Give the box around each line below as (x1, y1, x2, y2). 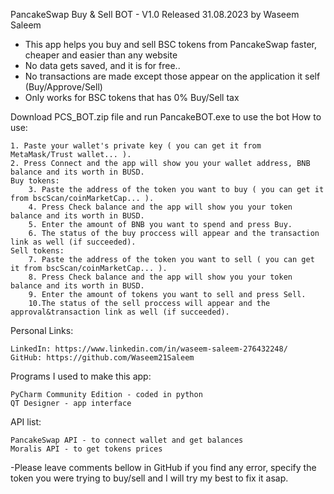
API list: (10, 416, 42, 428)
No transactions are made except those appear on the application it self (24, 70, 321, 82)
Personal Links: (10, 325, 74, 336)
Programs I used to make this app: (10, 370, 152, 382)
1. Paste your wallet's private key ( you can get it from (10, 141, 262, 151)
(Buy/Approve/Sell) (24, 81, 103, 93)
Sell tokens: (10, 246, 65, 256)
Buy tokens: (10, 176, 60, 186)
